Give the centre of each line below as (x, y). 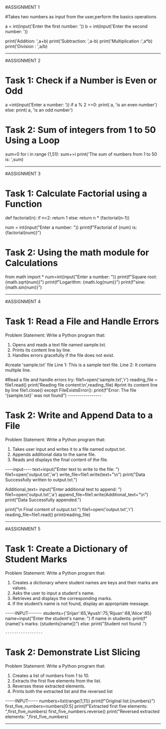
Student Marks (36, 559)
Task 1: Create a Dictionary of (66, 549)
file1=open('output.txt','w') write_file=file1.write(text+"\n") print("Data (75, 474)
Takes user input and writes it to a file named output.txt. (69, 449)
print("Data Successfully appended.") (43, 500)
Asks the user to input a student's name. (53, 593)
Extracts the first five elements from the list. (57, 681)
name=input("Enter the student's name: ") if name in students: (68, 618)
